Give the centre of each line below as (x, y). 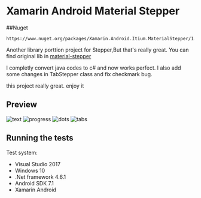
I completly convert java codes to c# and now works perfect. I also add (94, 68)
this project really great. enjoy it (45, 86)
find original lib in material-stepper (49, 56)
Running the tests (40, 138)
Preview (22, 105)
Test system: (22, 152)
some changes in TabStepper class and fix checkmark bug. (79, 74)
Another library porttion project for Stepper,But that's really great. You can (98, 50)
